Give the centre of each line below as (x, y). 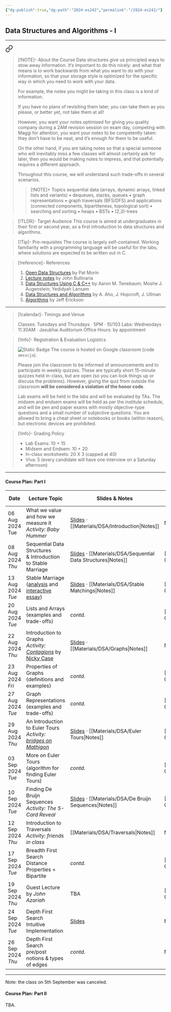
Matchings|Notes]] (93, 590)
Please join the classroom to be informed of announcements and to (88, 365)
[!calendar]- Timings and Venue (51, 315)
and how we (41, 516)
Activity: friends (45, 835)
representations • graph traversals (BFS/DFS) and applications (96, 201)
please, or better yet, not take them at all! (61, 112)
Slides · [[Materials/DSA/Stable (107, 584)
